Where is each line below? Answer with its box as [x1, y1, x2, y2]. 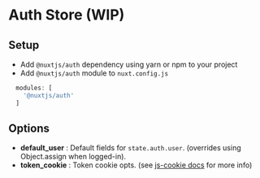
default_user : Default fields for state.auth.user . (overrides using [19, 143, 241, 153]
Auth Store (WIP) [8, 6, 125, 24]
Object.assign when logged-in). [19, 152, 127, 162]
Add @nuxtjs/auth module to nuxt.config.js [19, 68, 169, 78]
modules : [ [15, 84, 53, 92]
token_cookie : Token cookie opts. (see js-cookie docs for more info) [19, 160, 253, 170]
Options [8, 122, 50, 136]
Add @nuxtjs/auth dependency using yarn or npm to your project [19, 59, 238, 69]
